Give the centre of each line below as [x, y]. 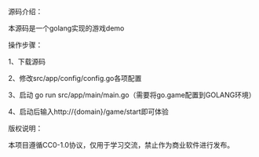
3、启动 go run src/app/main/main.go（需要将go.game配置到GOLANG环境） [132, 95]
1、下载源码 [27, 62]
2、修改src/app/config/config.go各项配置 [75, 78]
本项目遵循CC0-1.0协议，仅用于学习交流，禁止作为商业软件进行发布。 [121, 145]
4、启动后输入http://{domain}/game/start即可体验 [88, 111]
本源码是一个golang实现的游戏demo [66, 28]
